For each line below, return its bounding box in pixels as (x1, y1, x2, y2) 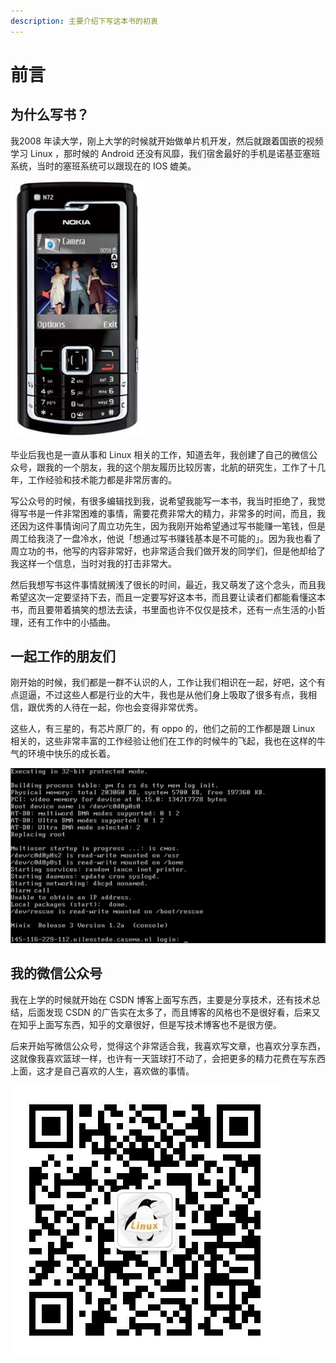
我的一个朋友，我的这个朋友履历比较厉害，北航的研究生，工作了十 (44, 461, 317, 473)
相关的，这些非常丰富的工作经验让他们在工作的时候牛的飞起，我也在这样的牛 (10, 735, 326, 747)
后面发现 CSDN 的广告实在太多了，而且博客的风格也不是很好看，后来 (27, 1006, 312, 1018)
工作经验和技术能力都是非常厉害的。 (27, 473, 177, 485)
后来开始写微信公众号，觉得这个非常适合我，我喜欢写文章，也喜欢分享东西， (10, 1040, 326, 1052)
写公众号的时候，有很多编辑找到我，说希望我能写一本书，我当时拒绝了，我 (10, 495, 317, 507)
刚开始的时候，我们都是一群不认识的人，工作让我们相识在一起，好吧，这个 (10, 676, 317, 689)
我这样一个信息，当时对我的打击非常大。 (10, 557, 177, 569)
